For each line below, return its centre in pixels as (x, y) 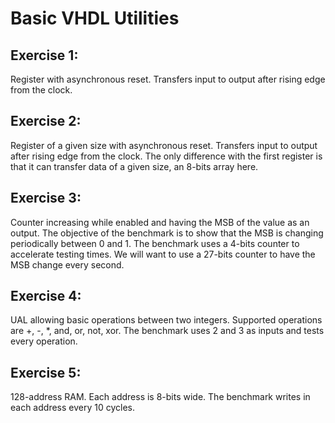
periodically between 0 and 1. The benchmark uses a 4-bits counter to (155, 243)
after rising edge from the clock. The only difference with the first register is (166, 156)
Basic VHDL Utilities (95, 18)
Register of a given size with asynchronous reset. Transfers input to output (164, 145)
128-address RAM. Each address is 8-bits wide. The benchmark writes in (160, 397)
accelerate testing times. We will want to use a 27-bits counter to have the (163, 254)
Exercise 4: (46, 296)
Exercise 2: (46, 121)
